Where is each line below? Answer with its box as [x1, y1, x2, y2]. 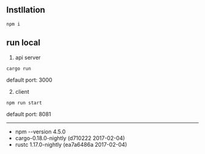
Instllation [6, 5, 46, 15]
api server [15, 54, 41, 61]
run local [6, 38, 41, 48]
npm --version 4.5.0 [15, 128, 66, 135]
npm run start [6, 100, 43, 106]
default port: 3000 [6, 76, 53, 83]
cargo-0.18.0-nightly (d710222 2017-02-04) [15, 134, 125, 142]
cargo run [6, 65, 32, 72]
